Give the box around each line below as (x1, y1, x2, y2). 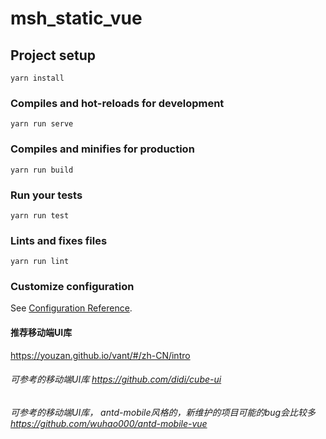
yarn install (10, 73, 65, 83)
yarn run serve (10, 119, 74, 129)
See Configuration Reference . (10, 302, 133, 314)
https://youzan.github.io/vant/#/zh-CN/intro (10, 349, 191, 361)
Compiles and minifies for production (10, 142, 195, 156)
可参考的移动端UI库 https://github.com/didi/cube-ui (10, 373, 222, 386)
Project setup (10, 47, 97, 64)
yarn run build (10, 165, 74, 175)
